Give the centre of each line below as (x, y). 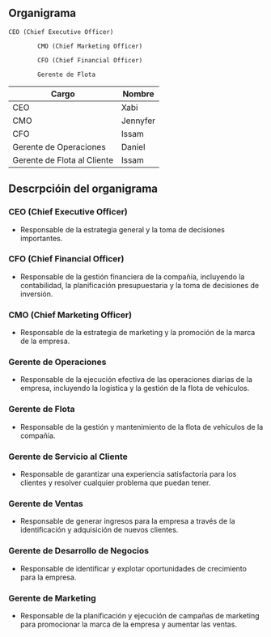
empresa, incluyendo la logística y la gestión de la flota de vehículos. (135, 389)
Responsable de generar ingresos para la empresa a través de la (127, 521)
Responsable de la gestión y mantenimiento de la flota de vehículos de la (142, 427)
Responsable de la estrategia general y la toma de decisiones (122, 229)
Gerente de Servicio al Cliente (68, 457)
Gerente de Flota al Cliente (63, 159)
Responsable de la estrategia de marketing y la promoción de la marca (138, 333)
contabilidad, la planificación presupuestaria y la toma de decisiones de (140, 285)
